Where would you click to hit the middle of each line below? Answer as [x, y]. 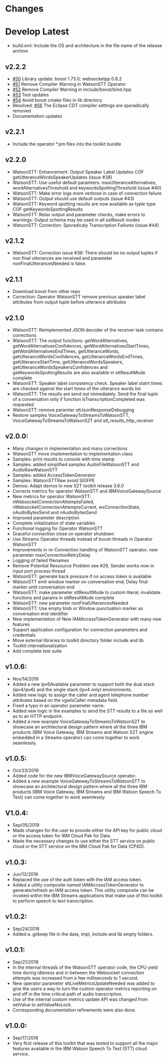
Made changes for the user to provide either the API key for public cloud [87, 830]
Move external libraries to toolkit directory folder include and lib [78, 640]
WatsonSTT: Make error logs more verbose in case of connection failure [87, 193]
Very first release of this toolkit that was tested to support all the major [85, 1043]
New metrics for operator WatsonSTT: [52, 496]
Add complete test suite [37, 651]
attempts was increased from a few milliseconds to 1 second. [75, 978]
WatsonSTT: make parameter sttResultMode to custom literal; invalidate [86, 592]
